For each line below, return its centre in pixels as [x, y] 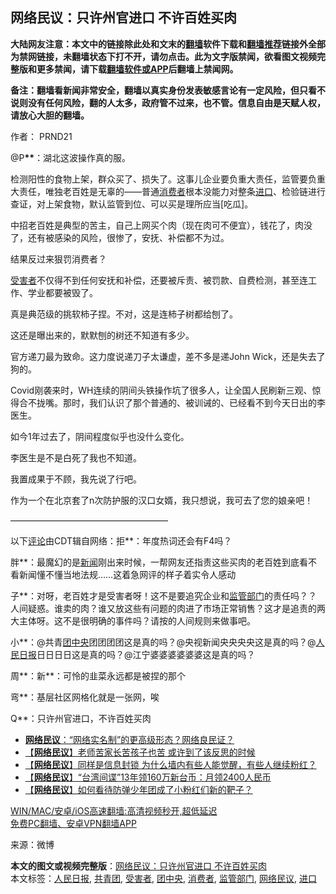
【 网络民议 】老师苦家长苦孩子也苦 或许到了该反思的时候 [140, 752]
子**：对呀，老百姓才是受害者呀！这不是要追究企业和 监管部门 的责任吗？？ [164, 595]
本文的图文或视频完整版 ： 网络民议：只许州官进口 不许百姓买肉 [138, 865]
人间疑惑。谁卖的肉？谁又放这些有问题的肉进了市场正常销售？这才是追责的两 [168, 608]
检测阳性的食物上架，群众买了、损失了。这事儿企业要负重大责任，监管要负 [163, 179]
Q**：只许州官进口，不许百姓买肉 [81, 718]
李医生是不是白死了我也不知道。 [76, 457]
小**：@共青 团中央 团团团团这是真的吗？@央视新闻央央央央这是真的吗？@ [163, 642]
